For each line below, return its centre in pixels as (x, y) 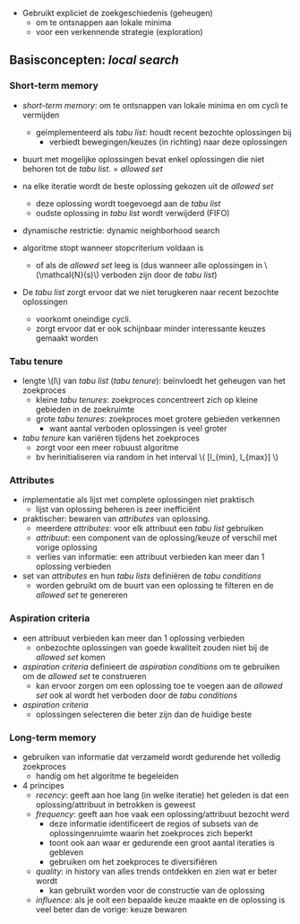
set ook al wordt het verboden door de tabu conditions (137, 695)
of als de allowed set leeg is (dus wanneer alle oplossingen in (149, 265)
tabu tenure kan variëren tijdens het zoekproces (111, 438)
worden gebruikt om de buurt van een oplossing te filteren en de (154, 586)
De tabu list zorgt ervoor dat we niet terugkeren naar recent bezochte (150, 292)
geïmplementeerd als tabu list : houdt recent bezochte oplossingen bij (163, 132)
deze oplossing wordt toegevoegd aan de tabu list (128, 203)
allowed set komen (70, 657)
